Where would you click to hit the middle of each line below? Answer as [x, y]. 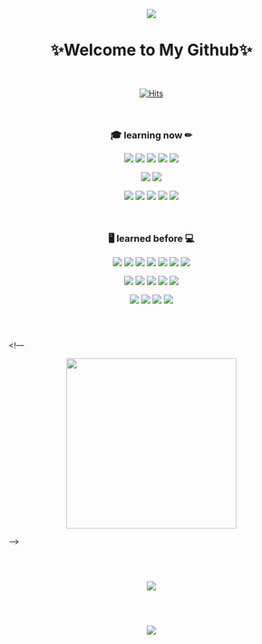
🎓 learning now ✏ [151, 134]
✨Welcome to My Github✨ [151, 50]
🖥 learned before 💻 [151, 239]
